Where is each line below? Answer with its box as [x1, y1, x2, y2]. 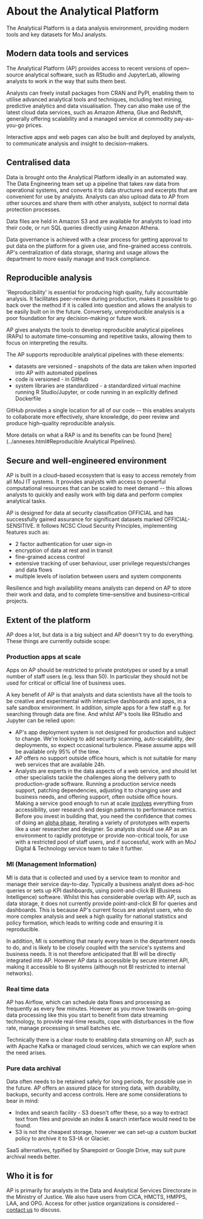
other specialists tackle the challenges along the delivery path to [15, 774, 176, 781]
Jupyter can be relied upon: [6, 717, 76, 724]
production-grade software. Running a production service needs [15, 780, 177, 788]
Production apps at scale [6, 652, 81, 661]
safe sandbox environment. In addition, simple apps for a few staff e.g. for [6, 704, 191, 711]
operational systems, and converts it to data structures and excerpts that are [6, 186, 198, 194]
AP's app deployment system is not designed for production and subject [15, 729, 196, 736]
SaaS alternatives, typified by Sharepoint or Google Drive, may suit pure [6, 1147, 186, 1154]
